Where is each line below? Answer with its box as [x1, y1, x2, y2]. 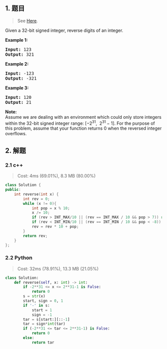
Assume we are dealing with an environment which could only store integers [5, 114, 162, 120]
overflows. [5, 131, 27, 137]
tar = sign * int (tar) [23, 322, 66, 327]
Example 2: [5, 61, 29, 67]
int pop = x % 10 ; [31, 205, 70, 211]
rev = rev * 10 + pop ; [31, 224, 79, 229]
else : [23, 336, 35, 341]
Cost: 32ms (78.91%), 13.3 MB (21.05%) [17, 265, 99, 271]
